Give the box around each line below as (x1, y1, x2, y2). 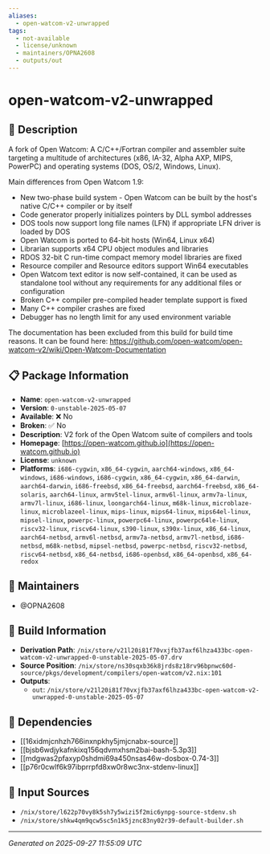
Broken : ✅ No (19, 420, 67, 430)
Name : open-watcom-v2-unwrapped (19, 394, 131, 404)
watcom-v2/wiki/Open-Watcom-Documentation (8, 345, 166, 354)
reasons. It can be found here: (8, 336, 108, 345)
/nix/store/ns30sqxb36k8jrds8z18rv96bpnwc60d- (77, 662, 237, 671)
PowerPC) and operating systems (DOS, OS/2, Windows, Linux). (8, 161, 221, 171)
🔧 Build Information (8, 623, 107, 637)
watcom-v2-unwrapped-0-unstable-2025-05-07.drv (19, 654, 182, 662)
